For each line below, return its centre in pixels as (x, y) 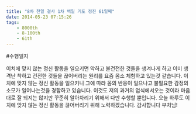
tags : (13, 22)
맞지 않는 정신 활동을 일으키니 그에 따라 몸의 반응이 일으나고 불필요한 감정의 (103, 83)
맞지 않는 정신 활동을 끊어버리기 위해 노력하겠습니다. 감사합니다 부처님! (97, 105)
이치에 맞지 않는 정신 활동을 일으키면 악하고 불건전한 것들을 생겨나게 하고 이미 (94, 68)
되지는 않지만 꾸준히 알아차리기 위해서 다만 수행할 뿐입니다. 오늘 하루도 (104, 98)
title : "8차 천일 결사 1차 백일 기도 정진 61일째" (61, 11)
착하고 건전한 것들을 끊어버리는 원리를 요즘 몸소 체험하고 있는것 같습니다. (99, 76)
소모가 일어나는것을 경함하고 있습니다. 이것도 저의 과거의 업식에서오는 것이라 (93, 90)
